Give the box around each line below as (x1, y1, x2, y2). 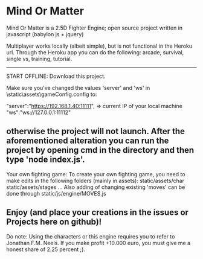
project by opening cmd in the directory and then (6, 145, 195, 155)
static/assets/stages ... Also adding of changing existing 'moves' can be (6, 183, 185, 191)
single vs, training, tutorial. (6, 55, 72, 62)
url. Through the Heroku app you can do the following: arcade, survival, (6, 48, 184, 56)
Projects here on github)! (6, 217, 102, 227)
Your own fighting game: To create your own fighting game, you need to (6, 170, 185, 177)
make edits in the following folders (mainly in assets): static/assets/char (6, 177, 185, 184)
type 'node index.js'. (6, 155, 86, 165)
